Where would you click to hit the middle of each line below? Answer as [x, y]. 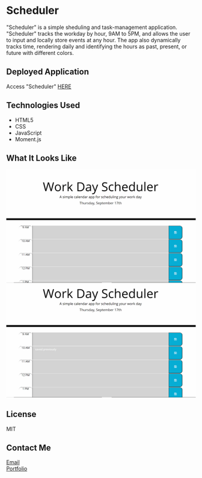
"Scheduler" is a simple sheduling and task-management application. [92, 27]
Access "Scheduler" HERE [39, 86]
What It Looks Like [41, 158]
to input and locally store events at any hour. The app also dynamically [93, 40]
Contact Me [29, 448]
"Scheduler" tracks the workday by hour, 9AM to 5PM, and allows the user [98, 33]
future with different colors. [40, 53]
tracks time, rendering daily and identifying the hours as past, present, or [97, 46]
